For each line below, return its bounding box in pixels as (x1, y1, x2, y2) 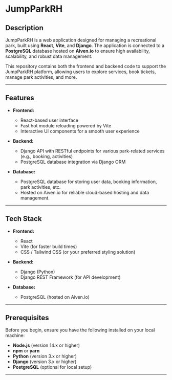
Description (5, 24, 44, 32)
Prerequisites (5, 314, 49, 322)
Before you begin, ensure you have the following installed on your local (5, 327, 155, 333)
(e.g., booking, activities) (20, 153, 73, 159)
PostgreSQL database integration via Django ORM (20, 159, 126, 165)
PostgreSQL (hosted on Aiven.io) (20, 294, 90, 300)
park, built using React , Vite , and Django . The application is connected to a (5, 42, 165, 49)
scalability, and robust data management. (5, 53, 93, 59)
